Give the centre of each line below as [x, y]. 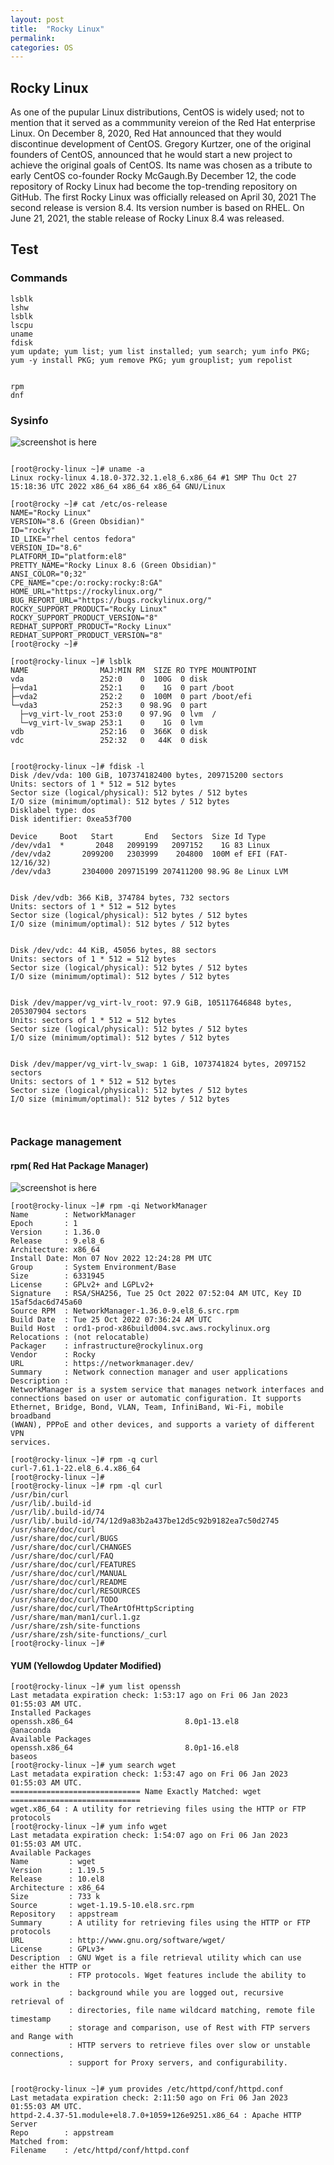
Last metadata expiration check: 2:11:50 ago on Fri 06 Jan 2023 [149, 2098]
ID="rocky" [33, 531]
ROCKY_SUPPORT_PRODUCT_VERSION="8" [84, 618]
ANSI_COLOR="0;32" [48, 574]
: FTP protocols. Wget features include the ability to [187, 1976]
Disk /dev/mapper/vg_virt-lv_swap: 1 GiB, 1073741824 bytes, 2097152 [158, 1064]
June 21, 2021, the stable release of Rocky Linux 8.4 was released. [147, 218]
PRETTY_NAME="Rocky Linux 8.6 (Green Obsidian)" [113, 566]
